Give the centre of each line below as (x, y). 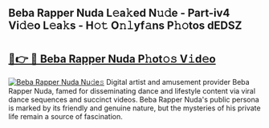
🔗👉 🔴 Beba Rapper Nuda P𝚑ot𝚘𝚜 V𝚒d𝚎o (112, 59)
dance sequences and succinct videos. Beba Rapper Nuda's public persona (134, 100)
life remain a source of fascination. (65, 116)
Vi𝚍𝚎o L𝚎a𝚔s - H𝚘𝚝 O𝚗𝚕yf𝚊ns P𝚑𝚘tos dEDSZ (125, 26)
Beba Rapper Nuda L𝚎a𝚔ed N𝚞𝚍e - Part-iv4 (119, 13)
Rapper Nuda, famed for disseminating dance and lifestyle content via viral (132, 91)
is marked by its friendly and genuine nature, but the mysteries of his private (134, 108)
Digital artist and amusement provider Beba (178, 82)
